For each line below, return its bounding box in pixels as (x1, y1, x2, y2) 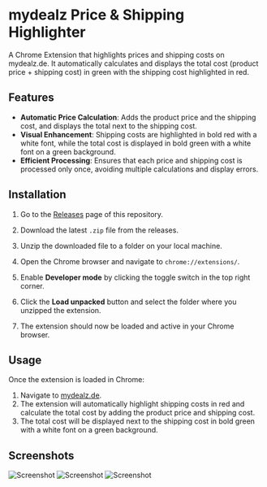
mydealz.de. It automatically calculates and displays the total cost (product (8, 59, 259, 68)
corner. (19, 280, 45, 290)
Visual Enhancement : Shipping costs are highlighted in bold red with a (19, 129, 257, 139)
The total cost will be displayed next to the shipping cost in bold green (19, 416, 256, 426)
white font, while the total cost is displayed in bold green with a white (19, 138, 252, 148)
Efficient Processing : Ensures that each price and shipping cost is (19, 155, 243, 165)
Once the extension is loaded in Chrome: (8, 375, 144, 385)
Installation (8, 188, 67, 202)
